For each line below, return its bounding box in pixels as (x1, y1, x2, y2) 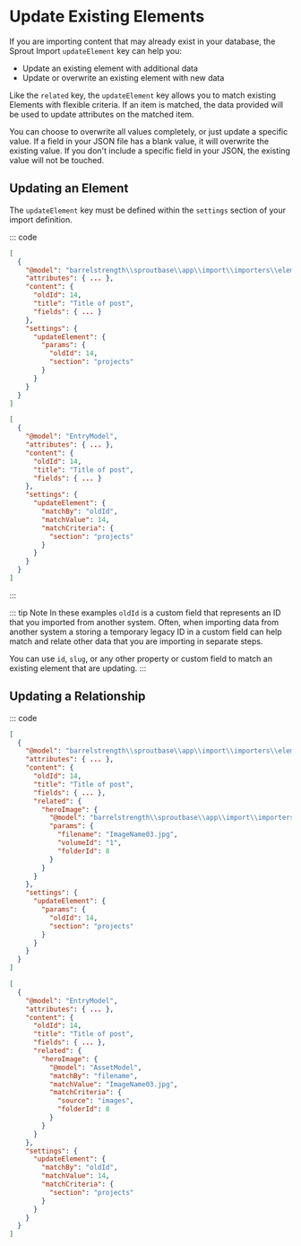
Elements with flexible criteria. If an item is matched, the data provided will (9, 99, 284, 109)
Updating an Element (9, 181, 129, 196)
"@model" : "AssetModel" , (48, 1063, 142, 1072)
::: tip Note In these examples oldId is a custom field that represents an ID (9, 607, 281, 618)
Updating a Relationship (9, 689, 146, 704)
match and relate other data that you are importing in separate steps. (9, 635, 263, 647)
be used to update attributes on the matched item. (9, 109, 194, 119)
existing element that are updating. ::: (9, 662, 147, 674)
